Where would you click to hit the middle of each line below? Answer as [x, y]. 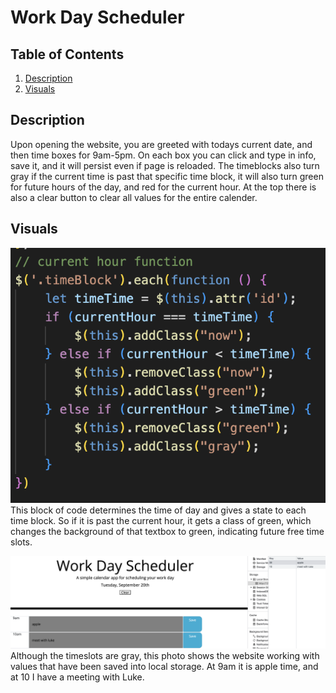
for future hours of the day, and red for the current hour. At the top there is [163, 187]
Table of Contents [67, 54]
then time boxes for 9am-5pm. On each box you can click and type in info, [163, 155]
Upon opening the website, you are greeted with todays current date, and [161, 144]
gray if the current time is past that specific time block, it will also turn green [167, 176]
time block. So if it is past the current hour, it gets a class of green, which [161, 520]
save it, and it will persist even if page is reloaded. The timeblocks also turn [165, 165]
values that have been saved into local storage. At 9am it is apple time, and [164, 667]
